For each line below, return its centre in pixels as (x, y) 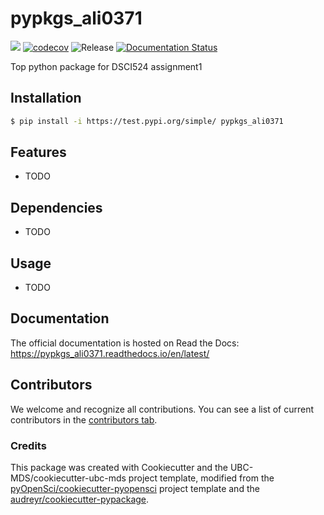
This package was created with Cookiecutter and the (119, 467)
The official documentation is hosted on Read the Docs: (125, 343)
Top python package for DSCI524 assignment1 (106, 66)
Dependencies (56, 207)
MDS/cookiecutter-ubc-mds (68, 478)
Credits (28, 445)
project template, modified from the (201, 478)
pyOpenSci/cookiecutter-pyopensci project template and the (135, 488)
